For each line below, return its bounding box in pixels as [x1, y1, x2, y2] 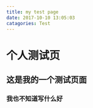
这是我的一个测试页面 [6, 74, 87, 85]
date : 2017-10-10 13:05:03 [6, 15, 75, 21]
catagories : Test [6, 20, 51, 26]
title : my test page [6, 9, 59, 15]
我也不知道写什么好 [6, 94, 63, 103]
